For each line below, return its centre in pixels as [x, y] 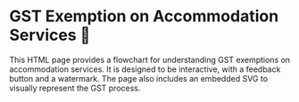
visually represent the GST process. [75, 88]
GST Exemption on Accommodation [144, 16]
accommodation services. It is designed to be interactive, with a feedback [145, 69]
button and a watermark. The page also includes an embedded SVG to [139, 78]
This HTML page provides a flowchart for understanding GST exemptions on [150, 59]
